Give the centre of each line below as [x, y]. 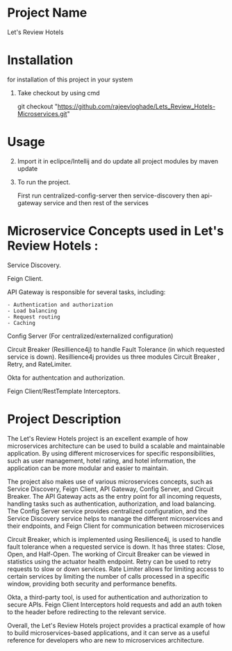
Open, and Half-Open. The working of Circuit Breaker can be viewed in [109, 554]
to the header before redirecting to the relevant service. [87, 612]
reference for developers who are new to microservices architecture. [106, 640]
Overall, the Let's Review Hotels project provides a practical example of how [116, 625]
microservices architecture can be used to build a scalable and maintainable [116, 446]
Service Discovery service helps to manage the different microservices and [115, 518]
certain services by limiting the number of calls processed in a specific [108, 576]
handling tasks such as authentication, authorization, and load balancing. [112, 504]
